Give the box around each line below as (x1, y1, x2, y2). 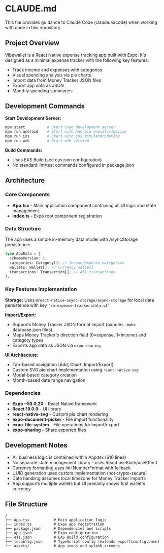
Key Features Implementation (5, 286, 77, 293)
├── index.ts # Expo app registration (5, 521, 105, 527)
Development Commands (5, 102, 85, 111)
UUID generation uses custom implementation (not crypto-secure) (12, 470, 147, 476)
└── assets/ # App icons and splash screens (5, 543, 120, 548)
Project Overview (5, 39, 60, 47)
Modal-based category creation (12, 372, 77, 378)
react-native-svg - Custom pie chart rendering (12, 411, 108, 417)
